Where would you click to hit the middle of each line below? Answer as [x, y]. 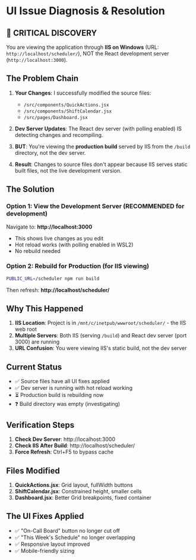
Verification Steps [40, 425]
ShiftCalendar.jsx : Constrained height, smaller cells [78, 491]
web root [26, 329]
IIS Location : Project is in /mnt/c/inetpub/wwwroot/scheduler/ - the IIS [100, 323]
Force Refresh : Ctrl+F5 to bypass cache [64, 452]
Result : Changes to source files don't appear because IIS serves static [101, 164]
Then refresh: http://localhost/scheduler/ [58, 290]
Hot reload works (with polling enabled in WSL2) [74, 245]
